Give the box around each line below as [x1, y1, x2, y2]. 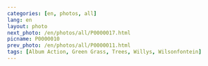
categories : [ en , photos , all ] [7, 10, 97, 17]
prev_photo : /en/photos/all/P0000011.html [7, 42, 131, 49]
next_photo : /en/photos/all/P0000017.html [7, 29, 131, 36]
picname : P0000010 [7, 36, 60, 43]
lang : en [7, 16, 32, 23]
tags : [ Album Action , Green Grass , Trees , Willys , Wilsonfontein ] [7, 49, 202, 56]
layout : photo [7, 23, 48, 30]
